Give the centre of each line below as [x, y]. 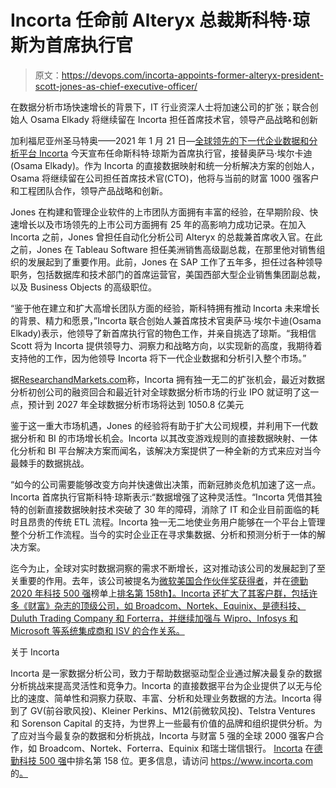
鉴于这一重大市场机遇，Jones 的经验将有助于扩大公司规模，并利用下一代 [160, 425]
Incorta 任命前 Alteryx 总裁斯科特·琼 [160, 20]
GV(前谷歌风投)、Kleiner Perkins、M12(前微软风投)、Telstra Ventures [172, 710]
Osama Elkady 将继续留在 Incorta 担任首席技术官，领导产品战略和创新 [174, 119]
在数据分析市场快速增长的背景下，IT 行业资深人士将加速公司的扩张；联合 [160, 107]
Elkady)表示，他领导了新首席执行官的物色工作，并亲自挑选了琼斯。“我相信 [163, 333]
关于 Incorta [35, 652]
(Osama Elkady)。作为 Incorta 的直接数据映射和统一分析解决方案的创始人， [165, 165]
